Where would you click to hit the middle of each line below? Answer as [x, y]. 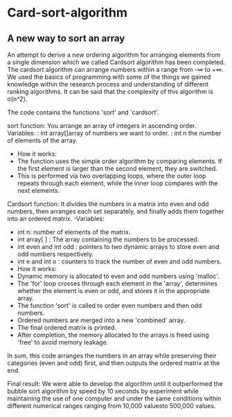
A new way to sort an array [66, 38]
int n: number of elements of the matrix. [74, 232]
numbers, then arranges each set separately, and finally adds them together [116, 211]
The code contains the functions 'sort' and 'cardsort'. [83, 112]
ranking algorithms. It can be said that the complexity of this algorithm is [110, 92]
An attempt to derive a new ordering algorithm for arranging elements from [114, 55]
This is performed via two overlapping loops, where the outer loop [111, 176]
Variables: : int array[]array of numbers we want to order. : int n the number [114, 133]
